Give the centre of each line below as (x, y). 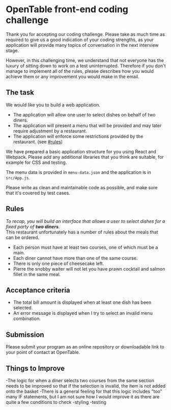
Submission (25, 334)
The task (20, 93)
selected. (23, 308)
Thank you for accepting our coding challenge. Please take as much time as (85, 34)
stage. (12, 50)
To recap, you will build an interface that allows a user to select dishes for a (85, 221)
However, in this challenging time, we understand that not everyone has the (85, 60)
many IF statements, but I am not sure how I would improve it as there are (83, 397)
